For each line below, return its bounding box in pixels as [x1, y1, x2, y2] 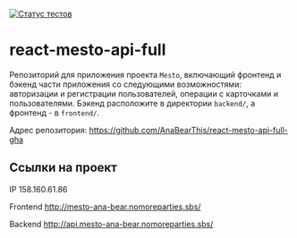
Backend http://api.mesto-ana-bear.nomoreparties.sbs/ [9, 218, 214, 229]
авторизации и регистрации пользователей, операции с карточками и [9, 88, 279, 98]
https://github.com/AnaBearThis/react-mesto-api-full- [89, 124, 289, 135]
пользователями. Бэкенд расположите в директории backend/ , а [9, 98, 256, 108]
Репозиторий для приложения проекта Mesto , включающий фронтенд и [9, 69, 282, 80]
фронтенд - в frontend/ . [9, 107, 100, 118]
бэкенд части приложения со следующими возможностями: [9, 79, 242, 89]
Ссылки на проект [9, 160, 118, 175]
